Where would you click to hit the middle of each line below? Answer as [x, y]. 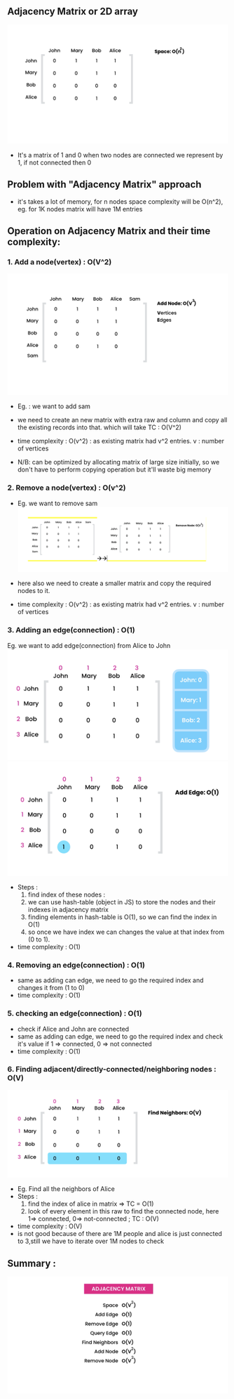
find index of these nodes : [67, 894]
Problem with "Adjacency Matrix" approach [104, 184]
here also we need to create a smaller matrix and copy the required [114, 583]
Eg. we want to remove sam [57, 503]
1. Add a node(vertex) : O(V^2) [60, 261]
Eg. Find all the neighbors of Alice [66, 1189]
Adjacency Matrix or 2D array [73, 12]
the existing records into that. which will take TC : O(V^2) [99, 427]
